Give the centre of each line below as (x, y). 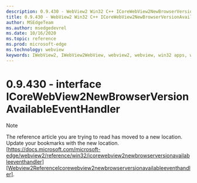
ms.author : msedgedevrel (36, 28)
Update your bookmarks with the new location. (62, 143)
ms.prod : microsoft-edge (36, 45)
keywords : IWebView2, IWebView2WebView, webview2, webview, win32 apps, (97, 55)
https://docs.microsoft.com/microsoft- (54, 149)
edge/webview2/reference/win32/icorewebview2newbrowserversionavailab (98, 155)
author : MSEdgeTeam (30, 22)
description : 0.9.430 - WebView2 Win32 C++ (60, 11)
